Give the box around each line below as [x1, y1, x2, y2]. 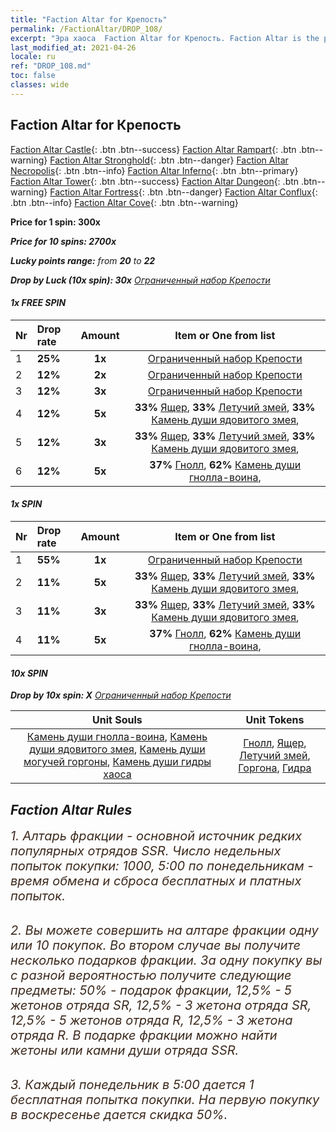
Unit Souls [92, 713, 143, 727]
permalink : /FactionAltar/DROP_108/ [10, 24, 163, 34]
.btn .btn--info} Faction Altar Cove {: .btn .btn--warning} [10, 196, 239, 208]
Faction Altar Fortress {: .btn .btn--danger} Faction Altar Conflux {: [49, 186, 318, 198]
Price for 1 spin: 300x [10, 216, 101, 228]
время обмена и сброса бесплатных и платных [10, 872, 302, 889]
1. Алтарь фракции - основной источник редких [10, 827, 303, 844]
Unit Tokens [245, 713, 305, 727]
